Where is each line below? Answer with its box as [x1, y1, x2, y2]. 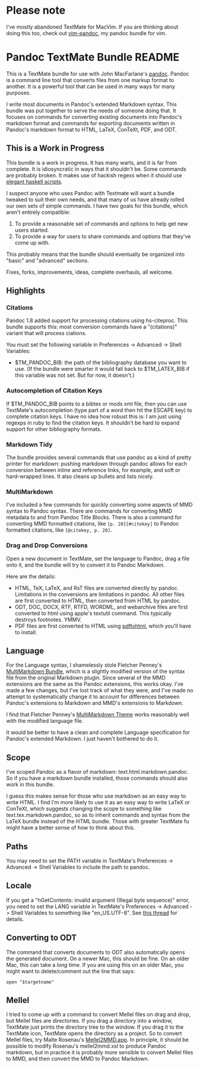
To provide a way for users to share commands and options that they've [14, 233, 191, 240]
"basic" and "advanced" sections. [6, 257, 89, 264]
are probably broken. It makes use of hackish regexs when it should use [6, 171, 182, 179]
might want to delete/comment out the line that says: [6, 967, 135, 975]
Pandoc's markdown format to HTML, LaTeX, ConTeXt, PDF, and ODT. [6, 126, 177, 133]
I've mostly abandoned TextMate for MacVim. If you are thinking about [6, 23, 179, 30]
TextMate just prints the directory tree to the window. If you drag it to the [6, 1023, 184, 1030]
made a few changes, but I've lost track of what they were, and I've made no [6, 687, 194, 694]
